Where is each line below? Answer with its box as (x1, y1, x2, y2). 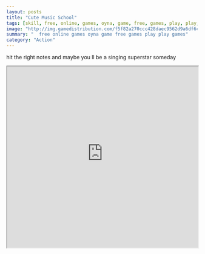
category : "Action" (6, 37, 56, 43)
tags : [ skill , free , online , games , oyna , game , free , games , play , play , (6, 20, 200, 26)
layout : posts (6, 8, 42, 15)
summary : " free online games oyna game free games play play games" (6, 31, 189, 37)
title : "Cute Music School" (6, 15, 78, 21)
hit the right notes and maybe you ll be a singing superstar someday (6, 54, 176, 60)
